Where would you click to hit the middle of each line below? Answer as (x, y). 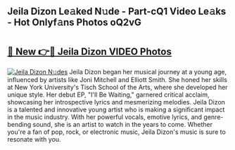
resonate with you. (34, 139)
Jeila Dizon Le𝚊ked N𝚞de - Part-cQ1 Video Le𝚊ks (117, 12)
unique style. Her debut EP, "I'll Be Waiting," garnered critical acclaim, (108, 95)
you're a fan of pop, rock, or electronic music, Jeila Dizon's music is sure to (117, 132)
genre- (214, 117)
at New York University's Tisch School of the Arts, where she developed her (118, 87)
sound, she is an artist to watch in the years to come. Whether (123, 124)
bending (19, 124)
